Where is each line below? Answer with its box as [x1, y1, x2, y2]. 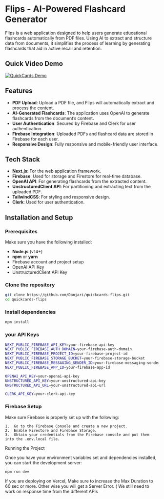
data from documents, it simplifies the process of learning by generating [5, 40, 150, 46]
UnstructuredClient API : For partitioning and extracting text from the [12, 184, 151, 190]
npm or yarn [12, 254, 38, 259]
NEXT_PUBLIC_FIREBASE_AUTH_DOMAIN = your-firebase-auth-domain [5, 347, 132, 352]
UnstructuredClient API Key [12, 269, 67, 275]
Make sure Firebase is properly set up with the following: [5, 414, 120, 420]
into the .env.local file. [5, 437, 60, 441]
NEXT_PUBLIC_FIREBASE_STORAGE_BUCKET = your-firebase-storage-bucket [5, 356, 145, 361]
